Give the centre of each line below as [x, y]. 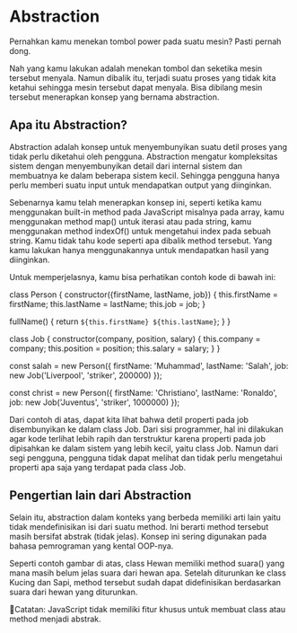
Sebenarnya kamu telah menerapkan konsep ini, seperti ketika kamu [135, 202]
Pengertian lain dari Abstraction [100, 496]
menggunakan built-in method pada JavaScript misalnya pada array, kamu [147, 212]
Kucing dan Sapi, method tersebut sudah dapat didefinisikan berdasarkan [145, 582]
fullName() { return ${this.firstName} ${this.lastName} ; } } [120, 321]
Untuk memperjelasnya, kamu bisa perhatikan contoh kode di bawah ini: [143, 277]
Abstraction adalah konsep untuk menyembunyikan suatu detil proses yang [148, 146]
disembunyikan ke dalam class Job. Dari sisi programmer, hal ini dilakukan [147, 429]
